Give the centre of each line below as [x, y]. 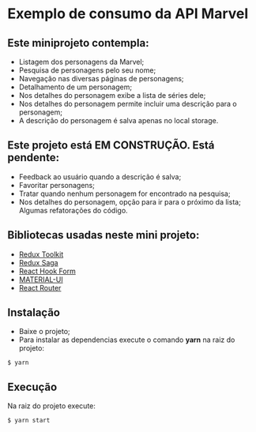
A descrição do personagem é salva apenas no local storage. [119, 120]
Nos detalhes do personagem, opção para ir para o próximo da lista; [130, 201]
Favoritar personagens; [57, 185]
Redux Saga [38, 262]
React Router [40, 287]
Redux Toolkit [41, 254]
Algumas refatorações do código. [73, 210]
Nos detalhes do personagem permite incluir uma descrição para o [128, 104]
